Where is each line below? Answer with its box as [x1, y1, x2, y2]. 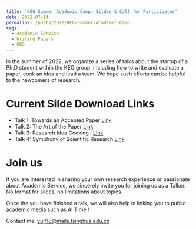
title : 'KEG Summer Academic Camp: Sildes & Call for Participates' [6, 8, 178, 15]
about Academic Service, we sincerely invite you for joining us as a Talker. [6, 182, 186, 189]
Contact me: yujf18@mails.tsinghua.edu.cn [6, 217, 110, 224]
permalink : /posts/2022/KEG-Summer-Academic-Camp [6, 19, 131, 25]
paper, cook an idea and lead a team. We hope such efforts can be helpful [6, 70, 186, 77]
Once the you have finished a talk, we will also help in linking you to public [6, 199, 186, 206]
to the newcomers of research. [6, 76, 81, 83]
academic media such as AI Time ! [6, 206, 89, 213]
